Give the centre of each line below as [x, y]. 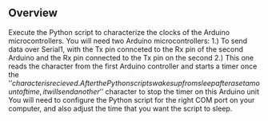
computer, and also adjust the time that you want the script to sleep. [120, 108]
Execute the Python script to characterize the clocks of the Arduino [119, 32]
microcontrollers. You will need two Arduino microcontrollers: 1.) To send [128, 41]
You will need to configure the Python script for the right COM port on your [132, 100]
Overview [33, 13]
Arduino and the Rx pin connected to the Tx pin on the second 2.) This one [131, 57]
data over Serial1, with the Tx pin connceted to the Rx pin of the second [126, 49]
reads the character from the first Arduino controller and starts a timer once [133, 66]
